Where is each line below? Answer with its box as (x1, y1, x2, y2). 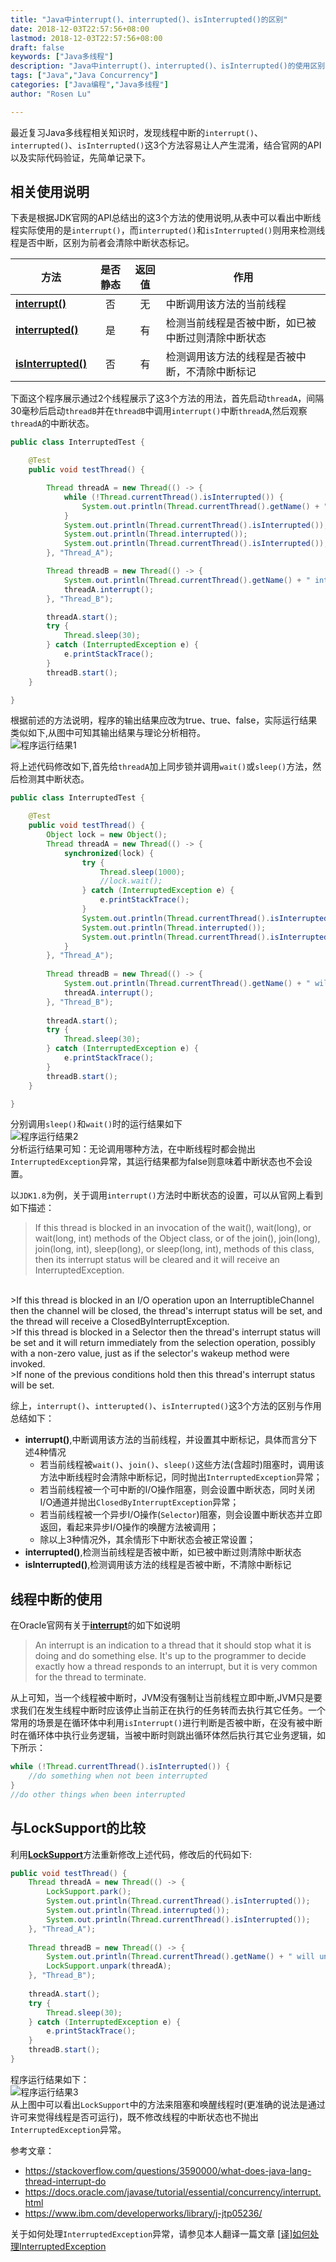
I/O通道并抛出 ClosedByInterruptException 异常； (39, 1496, 240, 1508)
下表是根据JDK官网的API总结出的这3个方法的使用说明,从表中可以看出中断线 (10, 212, 322, 224)
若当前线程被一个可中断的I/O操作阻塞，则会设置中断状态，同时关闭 (39, 1484, 316, 1496)
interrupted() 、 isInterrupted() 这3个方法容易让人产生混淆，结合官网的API (10, 139, 322, 151)
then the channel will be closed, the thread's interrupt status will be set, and (10, 1305, 323, 1317)
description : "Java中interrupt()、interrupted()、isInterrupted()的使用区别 (10, 61, 326, 71)
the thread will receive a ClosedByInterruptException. (10, 1316, 230, 1328)
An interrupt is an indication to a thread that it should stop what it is (34, 1639, 312, 1651)
